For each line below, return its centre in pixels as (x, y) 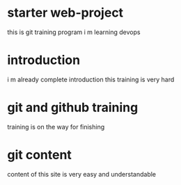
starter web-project (65, 13)
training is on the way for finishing (56, 127)
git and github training (73, 107)
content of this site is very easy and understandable (82, 174)
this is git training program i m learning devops (74, 32)
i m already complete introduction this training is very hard (91, 79)
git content (39, 155)
